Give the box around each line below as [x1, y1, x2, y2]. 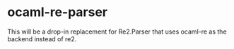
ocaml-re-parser [7, 4, 108, 20]
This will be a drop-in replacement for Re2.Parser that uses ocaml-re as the [7, 27, 228, 36]
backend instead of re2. [7, 34, 77, 43]
